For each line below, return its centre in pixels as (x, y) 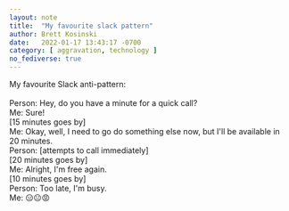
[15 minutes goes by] (48, 122)
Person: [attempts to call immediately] (79, 150)
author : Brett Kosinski (54, 34)
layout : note (33, 17)
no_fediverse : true (45, 59)
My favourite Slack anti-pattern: (68, 84)
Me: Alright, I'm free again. (58, 169)
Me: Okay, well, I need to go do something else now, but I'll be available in (145, 131)
